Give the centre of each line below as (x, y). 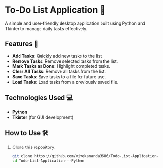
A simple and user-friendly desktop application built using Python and (75, 23)
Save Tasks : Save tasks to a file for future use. (59, 76)
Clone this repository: (34, 147)
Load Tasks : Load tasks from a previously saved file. (65, 82)
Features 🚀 (22, 44)
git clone (22, 156)
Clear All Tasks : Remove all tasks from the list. (59, 71)
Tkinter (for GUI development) (43, 117)
